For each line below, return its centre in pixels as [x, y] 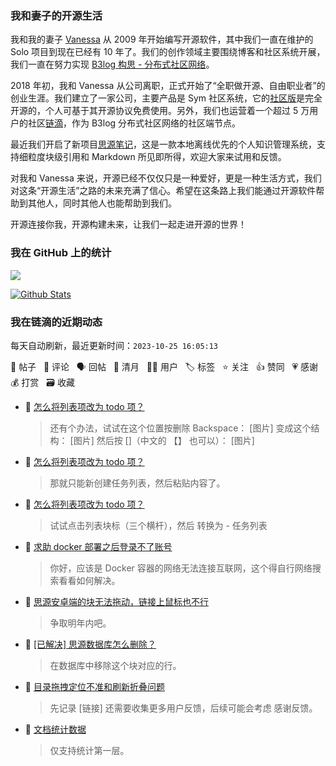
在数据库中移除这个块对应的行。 [115, 665]
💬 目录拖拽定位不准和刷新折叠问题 [94, 686]
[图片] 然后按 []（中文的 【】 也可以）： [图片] [162, 440]
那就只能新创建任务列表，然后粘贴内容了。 [137, 483]
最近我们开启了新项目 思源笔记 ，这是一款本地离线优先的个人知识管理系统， [163, 144]
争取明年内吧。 [80, 623]
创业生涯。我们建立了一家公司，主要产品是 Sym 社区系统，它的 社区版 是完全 [166, 98]
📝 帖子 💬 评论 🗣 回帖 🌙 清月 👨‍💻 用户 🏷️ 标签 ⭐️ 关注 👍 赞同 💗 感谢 [164, 366]
